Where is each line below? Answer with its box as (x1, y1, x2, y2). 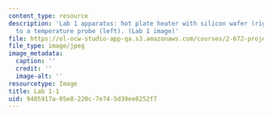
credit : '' (15, 65, 53, 73)
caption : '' (15, 57, 57, 66)
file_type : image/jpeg (8, 42, 85, 50)
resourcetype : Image (8, 79, 79, 87)
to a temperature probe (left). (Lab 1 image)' (15, 27, 180, 35)
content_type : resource (8, 11, 89, 20)
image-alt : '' (15, 72, 63, 80)
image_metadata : (8, 49, 63, 57)
